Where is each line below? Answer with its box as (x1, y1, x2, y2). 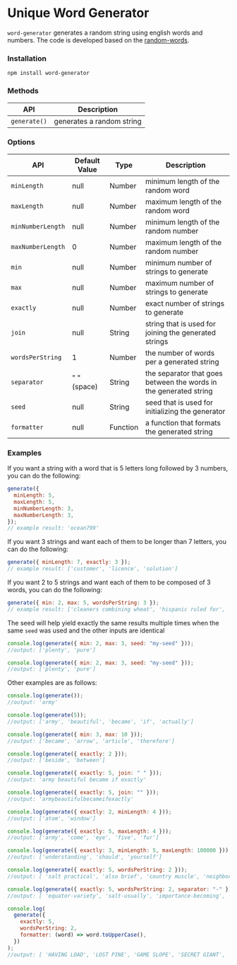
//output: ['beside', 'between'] (7, 757, 106, 764)
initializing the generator (145, 406, 226, 416)
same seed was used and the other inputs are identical (7, 626, 165, 635)
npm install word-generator (7, 69, 90, 77)
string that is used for (145, 318, 217, 328)
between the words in (145, 377, 217, 387)
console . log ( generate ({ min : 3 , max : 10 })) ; (7, 731, 144, 738)
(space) (71, 381, 99, 391)
